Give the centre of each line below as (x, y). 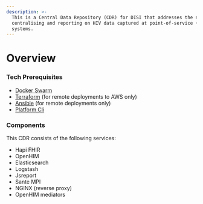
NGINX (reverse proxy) (43, 188)
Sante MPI (28, 182)
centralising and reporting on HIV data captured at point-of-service (102, 23)
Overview (31, 58)
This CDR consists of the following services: (61, 138)
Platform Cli (30, 110)
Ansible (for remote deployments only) (63, 103)
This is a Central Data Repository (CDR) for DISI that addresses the (102, 17)
